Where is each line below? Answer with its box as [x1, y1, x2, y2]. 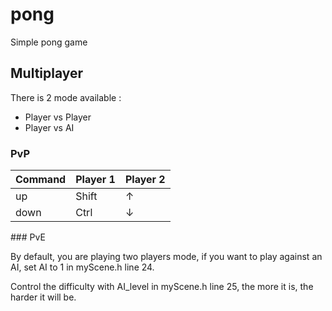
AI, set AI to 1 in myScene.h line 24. [10, 261, 155, 273]
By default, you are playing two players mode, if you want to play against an [10, 251, 323, 263]
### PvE [10, 231, 46, 243]
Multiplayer [10, 65, 84, 82]
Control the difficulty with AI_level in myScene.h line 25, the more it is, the [10, 281, 314, 293]
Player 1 [75, 173, 116, 187]
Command [15, 173, 67, 187]
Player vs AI [24, 121, 75, 133]
